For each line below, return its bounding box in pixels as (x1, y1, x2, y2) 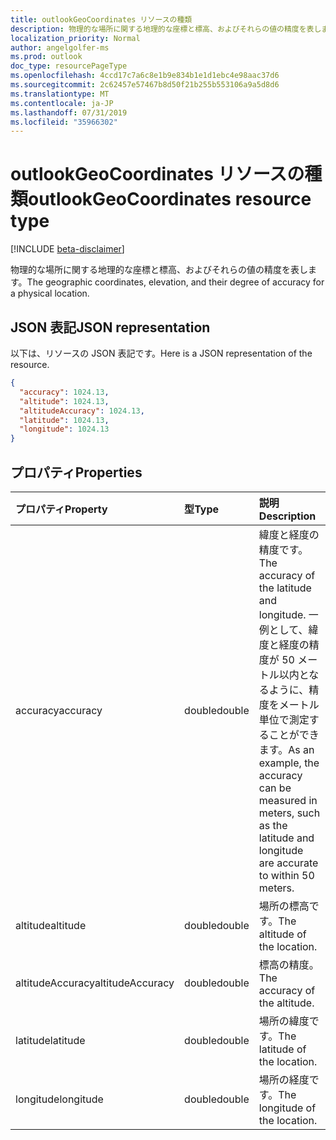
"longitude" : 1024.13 (19, 424, 110, 435)
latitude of (258, 1042, 307, 1056)
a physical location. (10, 287, 90, 300)
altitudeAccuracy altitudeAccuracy (15, 976, 175, 990)
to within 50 (258, 868, 315, 882)
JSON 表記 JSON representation (10, 319, 211, 336)
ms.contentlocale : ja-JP (10, 98, 114, 108)
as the (258, 818, 288, 832)
